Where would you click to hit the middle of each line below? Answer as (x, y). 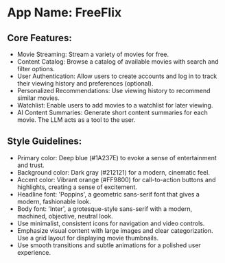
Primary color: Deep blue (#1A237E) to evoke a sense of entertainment (117, 158)
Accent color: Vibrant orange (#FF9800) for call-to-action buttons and (116, 179)
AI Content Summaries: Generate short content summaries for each (112, 112)
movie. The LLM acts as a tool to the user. (76, 120)
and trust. (31, 165)
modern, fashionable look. (54, 201)
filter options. (36, 69)
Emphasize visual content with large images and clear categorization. (115, 230)
